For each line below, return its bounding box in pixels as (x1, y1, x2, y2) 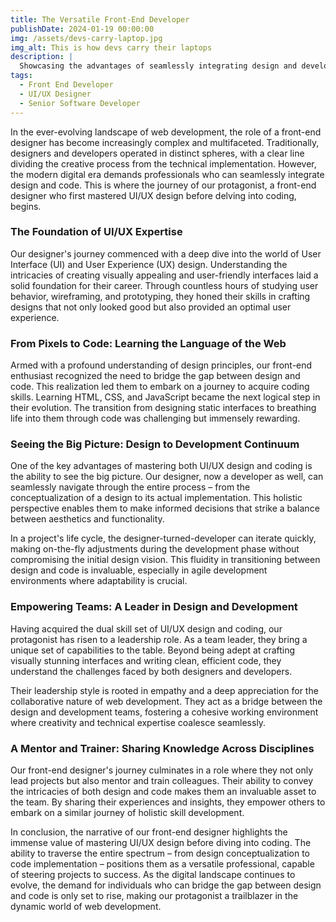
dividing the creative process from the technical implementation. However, (10, 157, 317, 170)
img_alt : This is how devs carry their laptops (10, 42, 213, 53)
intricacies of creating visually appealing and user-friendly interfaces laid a (10, 269, 319, 281)
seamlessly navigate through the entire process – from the (10, 481, 251, 493)
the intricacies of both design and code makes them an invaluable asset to (10, 785, 317, 797)
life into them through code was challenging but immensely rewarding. (10, 412, 301, 425)
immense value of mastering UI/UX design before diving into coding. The (10, 836, 312, 848)
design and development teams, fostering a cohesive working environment (10, 706, 319, 718)
